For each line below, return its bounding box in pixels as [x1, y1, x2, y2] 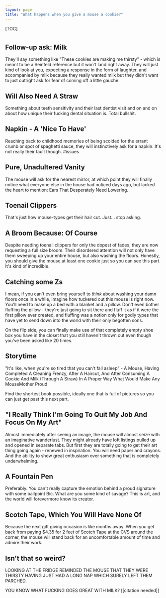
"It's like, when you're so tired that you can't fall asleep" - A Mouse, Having [5, 365, 159, 371]
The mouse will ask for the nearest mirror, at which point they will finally [5, 176, 153, 182]
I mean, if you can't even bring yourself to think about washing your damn [5, 291, 157, 297]
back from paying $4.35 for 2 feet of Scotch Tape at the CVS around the [5, 529, 153, 535]
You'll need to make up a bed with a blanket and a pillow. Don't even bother [5, 301, 160, 307]
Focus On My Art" [5, 418, 62, 427]
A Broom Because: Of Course [5, 229, 98, 237]
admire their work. [5, 540, 43, 546]
